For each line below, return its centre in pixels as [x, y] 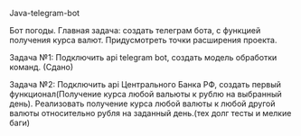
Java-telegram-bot [44, 13]
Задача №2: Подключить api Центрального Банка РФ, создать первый [146, 84]
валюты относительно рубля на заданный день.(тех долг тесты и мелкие [150, 113]
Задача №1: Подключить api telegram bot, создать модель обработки [143, 57]
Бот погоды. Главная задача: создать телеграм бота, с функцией [135, 30]
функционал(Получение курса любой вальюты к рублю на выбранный [146, 94]
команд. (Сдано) [42, 67]
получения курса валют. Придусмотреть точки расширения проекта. [143, 40]
